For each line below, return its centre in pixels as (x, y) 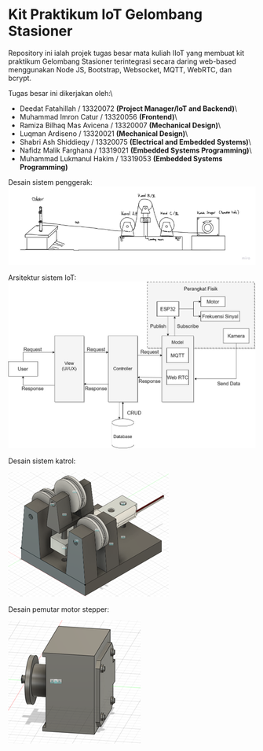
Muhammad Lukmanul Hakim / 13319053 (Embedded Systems (121, 158)
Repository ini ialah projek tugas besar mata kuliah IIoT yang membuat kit (126, 53)
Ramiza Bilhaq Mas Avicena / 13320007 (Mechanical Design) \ (120, 125)
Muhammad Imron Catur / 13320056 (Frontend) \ (99, 116)
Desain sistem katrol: (42, 461)
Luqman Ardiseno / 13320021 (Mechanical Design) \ (104, 133)
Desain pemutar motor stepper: (59, 609)
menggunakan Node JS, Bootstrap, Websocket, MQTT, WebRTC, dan (120, 69)
